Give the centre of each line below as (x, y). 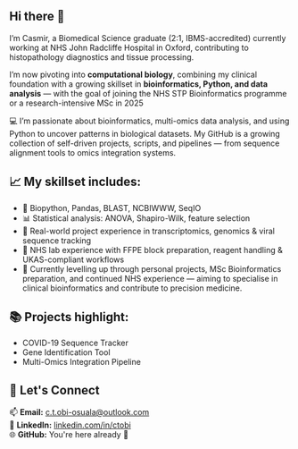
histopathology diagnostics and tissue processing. (102, 57)
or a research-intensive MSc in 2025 (77, 103)
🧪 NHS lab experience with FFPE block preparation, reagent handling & (152, 250)
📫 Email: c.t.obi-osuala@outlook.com (79, 412)
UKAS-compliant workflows (73, 259)
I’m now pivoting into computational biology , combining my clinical (133, 74)
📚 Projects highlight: (69, 317)
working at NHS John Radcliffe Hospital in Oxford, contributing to (129, 47)
